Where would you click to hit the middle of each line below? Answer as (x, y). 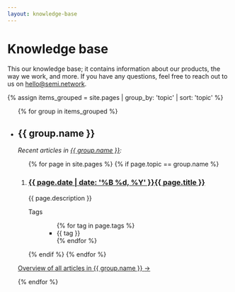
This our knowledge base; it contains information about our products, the (114, 69)
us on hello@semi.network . (47, 84)
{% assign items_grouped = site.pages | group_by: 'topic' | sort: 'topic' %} (115, 97)
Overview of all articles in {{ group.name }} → (84, 268)
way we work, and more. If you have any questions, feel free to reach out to (117, 76)
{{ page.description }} (60, 198)
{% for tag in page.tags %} (96, 225)
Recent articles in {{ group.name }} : (69, 150)
